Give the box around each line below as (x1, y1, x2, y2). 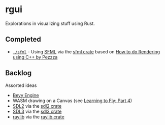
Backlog (5, 69, 32, 77)
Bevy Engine (12, 92, 39, 98)
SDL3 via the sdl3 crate (12, 108, 62, 114)
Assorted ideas (5, 82, 37, 88)
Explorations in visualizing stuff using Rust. (5, 20, 95, 26)
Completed (5, 35, 42, 44)
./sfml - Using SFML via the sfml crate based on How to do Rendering (12, 48, 160, 54)
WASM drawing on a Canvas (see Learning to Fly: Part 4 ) (12, 98, 133, 104)
